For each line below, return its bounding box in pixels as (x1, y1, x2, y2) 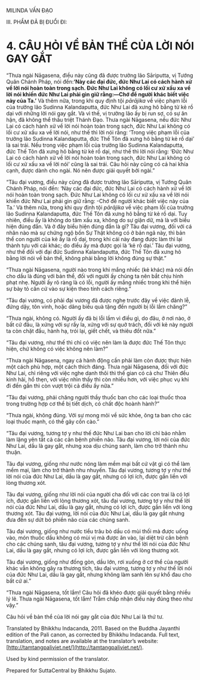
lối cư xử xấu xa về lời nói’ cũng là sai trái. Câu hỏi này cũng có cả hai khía (6, 160, 189, 168)
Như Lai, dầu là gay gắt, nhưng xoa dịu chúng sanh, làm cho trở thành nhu (6, 442, 188, 449)
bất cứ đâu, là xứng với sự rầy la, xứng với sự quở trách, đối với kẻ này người (6, 321, 193, 328)
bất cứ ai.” (6, 577, 32, 584)
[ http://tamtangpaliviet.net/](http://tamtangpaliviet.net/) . (6, 644, 144, 651)
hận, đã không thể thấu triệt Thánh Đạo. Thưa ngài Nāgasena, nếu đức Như (6, 116, 192, 123)
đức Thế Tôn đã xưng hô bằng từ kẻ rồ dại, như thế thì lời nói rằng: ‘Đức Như (6, 147, 194, 155)
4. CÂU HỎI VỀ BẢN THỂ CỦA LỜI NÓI (6, 39, 195, 53)
